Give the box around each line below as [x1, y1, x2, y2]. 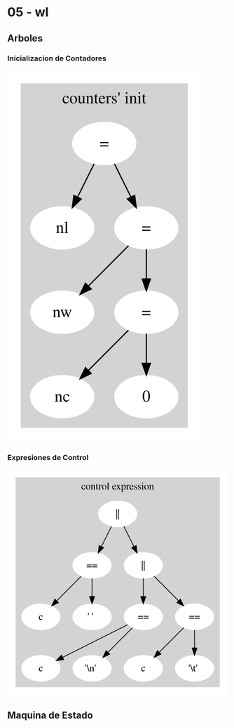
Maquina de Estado [7, 710, 93, 722]
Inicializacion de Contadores [7, 53, 106, 63]
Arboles [7, 32, 43, 44]
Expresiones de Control [7, 452, 89, 462]
